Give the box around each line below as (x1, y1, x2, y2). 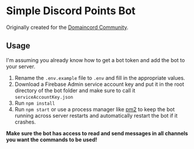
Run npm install (14, 99, 55, 106)
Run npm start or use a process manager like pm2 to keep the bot (14, 105, 175, 113)
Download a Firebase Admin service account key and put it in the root (14, 80, 185, 88)
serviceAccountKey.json (14, 94, 74, 100)
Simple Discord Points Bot (6, 4, 136, 18)
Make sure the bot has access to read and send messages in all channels (6, 129, 189, 137)
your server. (6, 63, 35, 70)
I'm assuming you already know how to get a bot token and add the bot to (6, 56, 185, 63)
